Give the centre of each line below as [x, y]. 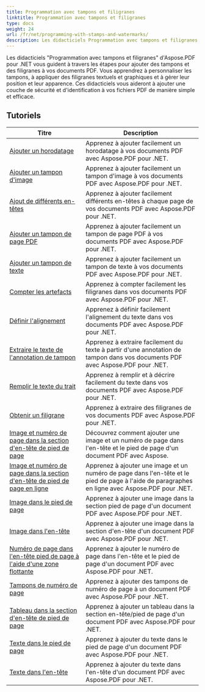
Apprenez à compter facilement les [135, 284]
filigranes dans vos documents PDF [136, 291]
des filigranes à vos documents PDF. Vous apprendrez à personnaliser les [99, 70]
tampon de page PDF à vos [124, 234]
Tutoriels [24, 116]
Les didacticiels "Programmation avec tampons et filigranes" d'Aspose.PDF [101, 58]
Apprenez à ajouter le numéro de [132, 548]
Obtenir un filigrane [37, 415]
